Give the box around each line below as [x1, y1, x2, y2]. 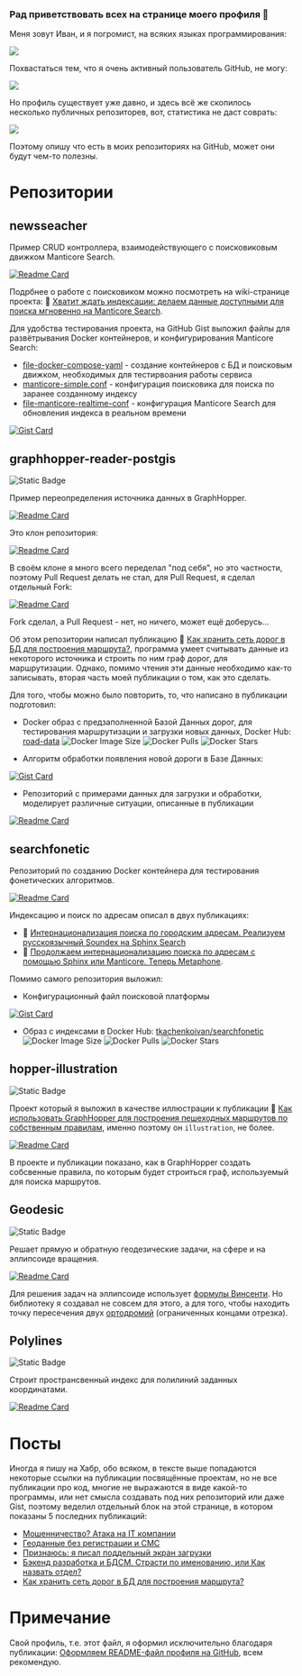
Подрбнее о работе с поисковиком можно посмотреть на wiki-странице [9, 287, 290, 297]
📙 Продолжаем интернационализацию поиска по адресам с [22, 946, 256, 957]
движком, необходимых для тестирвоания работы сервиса [22, 369, 252, 380]
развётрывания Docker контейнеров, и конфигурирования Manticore [9, 332, 274, 343]
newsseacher [9, 218, 88, 233]
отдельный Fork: [9, 581, 73, 593]
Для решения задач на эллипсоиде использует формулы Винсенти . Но [9, 1288, 284, 1298]
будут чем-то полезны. [9, 150, 98, 161]
